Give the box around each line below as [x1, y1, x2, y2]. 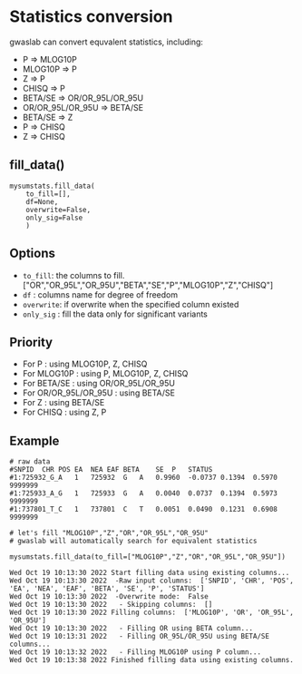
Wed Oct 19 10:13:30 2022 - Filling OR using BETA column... [9, 624, 254, 633]
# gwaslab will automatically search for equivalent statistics [9, 537, 258, 546]
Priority [9, 334, 53, 350]
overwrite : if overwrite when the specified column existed [22, 298, 239, 309]
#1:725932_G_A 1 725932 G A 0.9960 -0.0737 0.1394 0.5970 [9, 474, 278, 483]
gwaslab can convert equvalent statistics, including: [9, 36, 204, 47]
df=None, [25, 197, 59, 206]
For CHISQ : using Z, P [22, 406, 107, 418]
